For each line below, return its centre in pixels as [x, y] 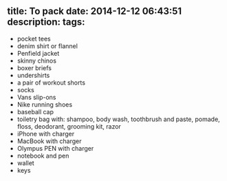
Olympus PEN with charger [55, 148]
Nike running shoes [45, 104]
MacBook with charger [49, 141]
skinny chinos [37, 61]
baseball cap [35, 111]
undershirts [33, 75]
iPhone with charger [46, 134]
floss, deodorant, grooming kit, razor [69, 126]
